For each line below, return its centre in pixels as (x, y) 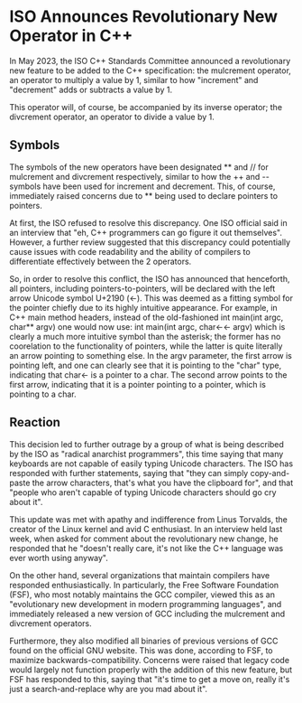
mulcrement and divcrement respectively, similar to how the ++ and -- (140, 176)
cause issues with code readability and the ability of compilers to (130, 251)
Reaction (35, 422)
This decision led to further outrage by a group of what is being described (146, 444)
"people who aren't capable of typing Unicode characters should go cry (143, 492)
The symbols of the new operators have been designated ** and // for (139, 167)
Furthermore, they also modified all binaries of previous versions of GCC (144, 641)
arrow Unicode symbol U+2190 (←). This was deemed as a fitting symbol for (151, 298)
